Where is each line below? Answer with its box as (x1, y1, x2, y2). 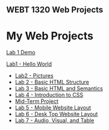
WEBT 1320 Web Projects (6, 5, 104, 15)
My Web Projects (6, 29, 93, 43)
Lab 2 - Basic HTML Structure (14, 78, 89, 86)
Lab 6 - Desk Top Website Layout (14, 111, 98, 118)
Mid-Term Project (14, 97, 59, 105)
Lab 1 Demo (6, 49, 36, 56)
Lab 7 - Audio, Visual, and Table (14, 117, 95, 124)
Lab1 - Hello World (6, 60, 52, 68)
